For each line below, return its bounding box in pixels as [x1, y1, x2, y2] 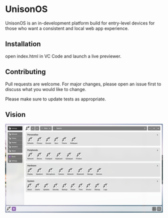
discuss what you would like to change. [5, 86, 86, 92]
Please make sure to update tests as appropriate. [5, 96, 106, 102]
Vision [5, 110, 26, 118]
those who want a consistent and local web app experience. [5, 25, 129, 31]
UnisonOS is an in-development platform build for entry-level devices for [5, 20, 155, 26]
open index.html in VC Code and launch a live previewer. [5, 53, 121, 59]
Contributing [5, 67, 46, 76]
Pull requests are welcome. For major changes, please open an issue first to [5, 81, 161, 87]
